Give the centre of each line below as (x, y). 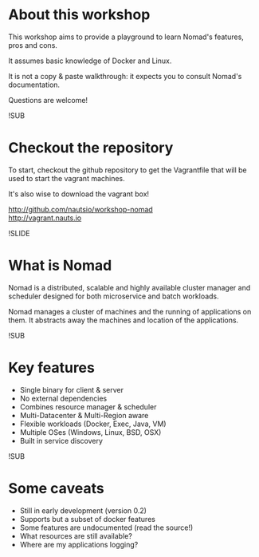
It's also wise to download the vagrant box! (79, 194)
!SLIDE (19, 233)
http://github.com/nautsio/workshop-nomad (80, 209)
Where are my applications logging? (79, 544)
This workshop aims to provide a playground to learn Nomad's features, (126, 37)
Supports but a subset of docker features (87, 519)
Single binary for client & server (72, 389)
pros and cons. (33, 45)
